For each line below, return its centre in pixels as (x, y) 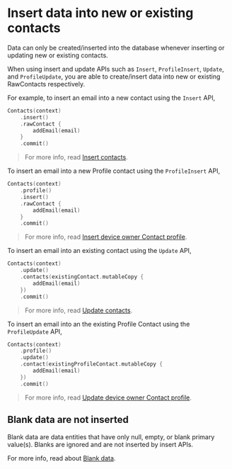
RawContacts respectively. (46, 84)
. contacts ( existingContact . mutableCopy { (82, 277)
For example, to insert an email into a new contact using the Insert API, (111, 98)
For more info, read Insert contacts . (76, 157)
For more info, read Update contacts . (79, 310)
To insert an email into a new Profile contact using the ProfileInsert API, (114, 171)
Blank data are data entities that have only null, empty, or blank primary (111, 436)
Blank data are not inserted (68, 420)
